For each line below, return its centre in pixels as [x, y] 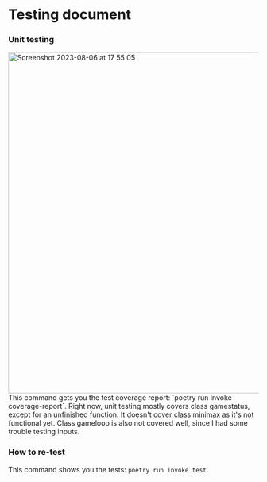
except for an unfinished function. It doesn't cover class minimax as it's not [131, 414]
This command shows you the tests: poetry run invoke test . [108, 469]
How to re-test [37, 453]
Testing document [70, 15]
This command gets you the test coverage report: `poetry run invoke [120, 398]
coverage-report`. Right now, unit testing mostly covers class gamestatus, [129, 406]
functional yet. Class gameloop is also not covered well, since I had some [128, 423]
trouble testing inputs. [44, 432]
